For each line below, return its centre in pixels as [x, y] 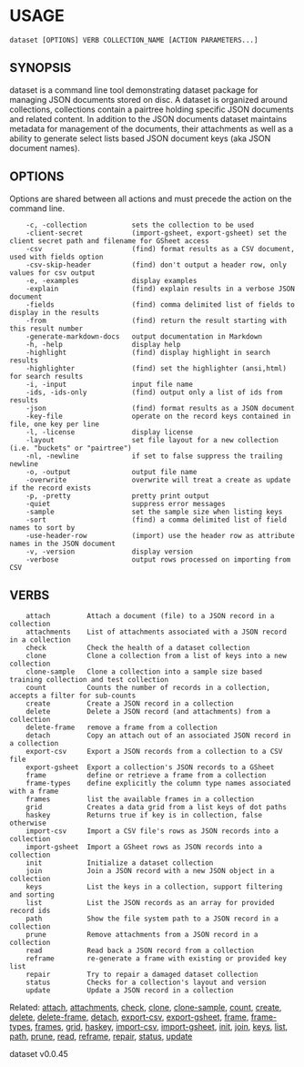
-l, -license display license [110, 432]
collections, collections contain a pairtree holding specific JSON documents [152, 109]
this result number [46, 329]
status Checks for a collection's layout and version [146, 983]
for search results [46, 376]
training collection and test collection [89, 680]
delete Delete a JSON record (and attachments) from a [148, 712]
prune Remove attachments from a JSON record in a [142, 935]
